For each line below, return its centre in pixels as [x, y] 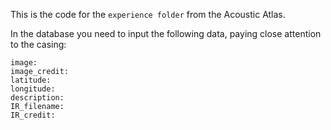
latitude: [31, 80]
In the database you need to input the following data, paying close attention [166, 33]
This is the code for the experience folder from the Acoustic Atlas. [148, 14]
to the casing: [38, 44]
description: [37, 98]
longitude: [33, 89]
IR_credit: [33, 115]
